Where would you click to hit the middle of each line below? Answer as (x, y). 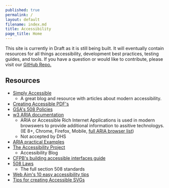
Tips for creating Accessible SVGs (49, 180)
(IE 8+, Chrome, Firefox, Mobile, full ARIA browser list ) (77, 131)
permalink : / (19, 15)
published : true (22, 10)
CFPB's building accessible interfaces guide (59, 158)
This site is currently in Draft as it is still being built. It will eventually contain (85, 48)
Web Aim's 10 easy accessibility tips (51, 174)
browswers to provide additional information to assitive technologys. (92, 125)
